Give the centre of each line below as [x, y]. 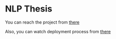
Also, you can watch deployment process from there [58, 31]
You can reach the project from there [42, 22]
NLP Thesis [29, 9]
